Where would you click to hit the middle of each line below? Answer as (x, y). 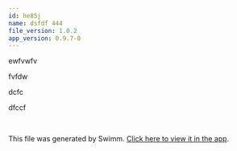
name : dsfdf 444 (35, 23)
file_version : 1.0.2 (43, 31)
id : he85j (25, 16)
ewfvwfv (23, 61)
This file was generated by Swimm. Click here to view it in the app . (119, 139)
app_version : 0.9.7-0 (45, 38)
